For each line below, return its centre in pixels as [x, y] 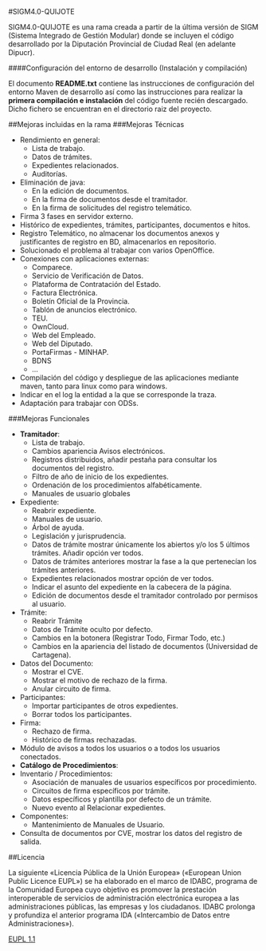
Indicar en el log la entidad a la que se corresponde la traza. [118, 394]
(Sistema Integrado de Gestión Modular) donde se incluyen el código [121, 36]
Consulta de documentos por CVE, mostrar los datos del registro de [131, 833]
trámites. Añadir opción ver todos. [88, 553]
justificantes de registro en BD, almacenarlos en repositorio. [118, 242]
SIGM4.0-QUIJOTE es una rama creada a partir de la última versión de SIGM [133, 27]
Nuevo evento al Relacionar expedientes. [99, 808]
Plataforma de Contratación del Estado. [96, 284]
